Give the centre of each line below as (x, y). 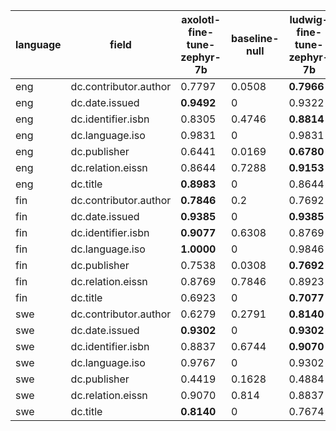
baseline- (255, 38)
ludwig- (309, 19)
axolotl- (201, 19)
